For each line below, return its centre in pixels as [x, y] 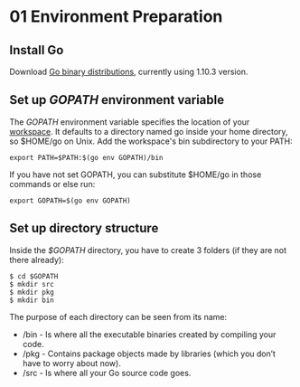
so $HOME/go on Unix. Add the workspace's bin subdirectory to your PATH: [151, 141]
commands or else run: [52, 184]
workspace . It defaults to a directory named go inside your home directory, [149, 131]
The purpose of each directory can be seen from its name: [118, 316]
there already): [37, 260]
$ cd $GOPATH [34, 276]
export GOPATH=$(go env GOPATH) [70, 201]
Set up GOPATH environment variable [117, 100]
